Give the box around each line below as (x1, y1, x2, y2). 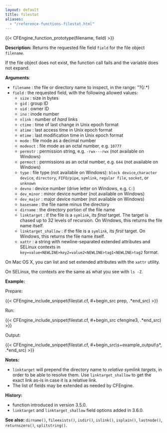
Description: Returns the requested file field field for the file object (5, 45, 145, 51)
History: (5, 392, 22, 398)
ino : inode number (19, 111, 59, 117)
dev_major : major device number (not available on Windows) (19, 196, 145, 202)
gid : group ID (19, 101, 48, 107)
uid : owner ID (19, 106, 49, 112)
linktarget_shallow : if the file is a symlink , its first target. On (19, 228, 146, 234)
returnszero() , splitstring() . (5, 422, 67, 428)
